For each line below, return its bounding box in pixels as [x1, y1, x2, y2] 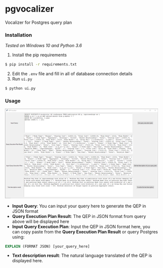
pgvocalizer [5, 3, 54, 15]
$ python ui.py [5, 86, 36, 91]
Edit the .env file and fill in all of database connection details [12, 71, 133, 77]
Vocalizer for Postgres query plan [5, 19, 72, 25]
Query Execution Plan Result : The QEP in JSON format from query [12, 213, 147, 219]
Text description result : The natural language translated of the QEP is [12, 252, 152, 258]
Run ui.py [12, 76, 33, 82]
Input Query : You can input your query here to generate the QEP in [12, 203, 147, 209]
